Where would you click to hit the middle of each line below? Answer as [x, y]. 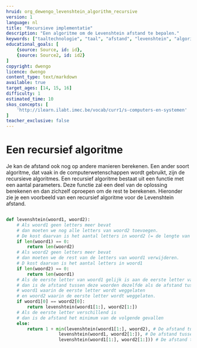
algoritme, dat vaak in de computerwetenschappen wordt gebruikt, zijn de [96, 173]
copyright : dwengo [28, 66]
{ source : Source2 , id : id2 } [51, 55]
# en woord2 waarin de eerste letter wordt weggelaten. [86, 296]
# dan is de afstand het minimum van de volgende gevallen [90, 318]
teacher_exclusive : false [38, 121]
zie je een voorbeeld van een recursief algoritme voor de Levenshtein [90, 198]
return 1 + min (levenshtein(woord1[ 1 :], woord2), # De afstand [106, 329]
